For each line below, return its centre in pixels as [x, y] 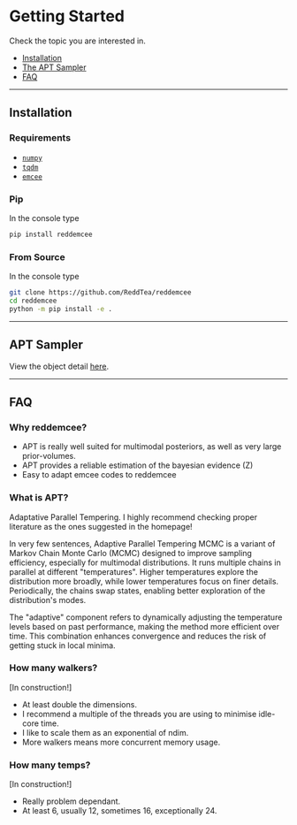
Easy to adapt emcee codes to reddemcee [99, 475]
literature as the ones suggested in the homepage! [101, 526]
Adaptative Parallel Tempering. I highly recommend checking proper [133, 517]
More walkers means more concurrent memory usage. [121, 742]
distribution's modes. [48, 600]
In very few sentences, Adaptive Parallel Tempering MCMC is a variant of [142, 543]
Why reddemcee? [48, 427]
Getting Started [67, 16]
